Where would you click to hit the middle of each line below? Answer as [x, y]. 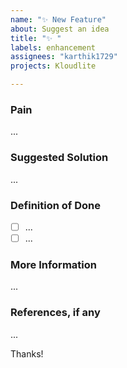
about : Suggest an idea [60, 29]
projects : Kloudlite [53, 66]
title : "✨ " [36, 38]
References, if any [55, 313]
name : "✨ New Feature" [58, 19]
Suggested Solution [59, 158]
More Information [53, 264]
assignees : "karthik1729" [64, 57]
